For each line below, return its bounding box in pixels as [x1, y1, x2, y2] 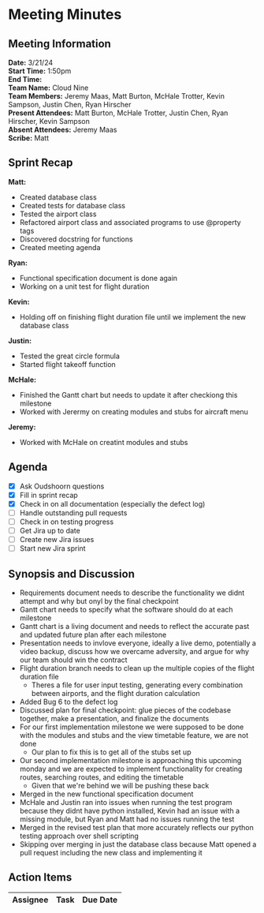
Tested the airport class [19, 209, 97, 219]
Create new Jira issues [19, 535, 95, 544]
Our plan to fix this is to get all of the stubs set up [31, 747, 191, 757]
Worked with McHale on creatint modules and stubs [19, 437, 188, 447]
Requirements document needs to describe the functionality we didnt [19, 588, 245, 597]
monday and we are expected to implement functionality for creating [19, 764, 243, 773]
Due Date [82, 894, 118, 905]
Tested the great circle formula [19, 351, 121, 361]
